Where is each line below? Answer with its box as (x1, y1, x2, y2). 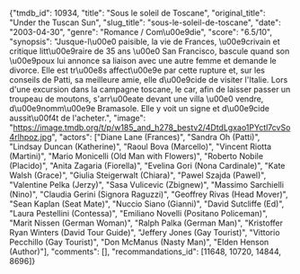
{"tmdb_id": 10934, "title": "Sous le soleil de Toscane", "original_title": (9, 8, 266, 18)
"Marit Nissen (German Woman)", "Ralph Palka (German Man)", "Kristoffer (9, 217, 284, 228)
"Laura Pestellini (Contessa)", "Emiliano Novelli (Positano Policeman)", (9, 208, 268, 218)
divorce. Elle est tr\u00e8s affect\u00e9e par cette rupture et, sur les (9, 65, 265, 75)
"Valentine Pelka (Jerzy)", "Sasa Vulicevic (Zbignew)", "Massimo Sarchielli (9, 180, 285, 190)
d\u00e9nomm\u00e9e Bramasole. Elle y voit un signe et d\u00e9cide (9, 103, 269, 113)
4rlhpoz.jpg (9, 132, 52, 142)
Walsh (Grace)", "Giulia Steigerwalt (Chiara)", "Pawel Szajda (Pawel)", (9, 170, 267, 181)
